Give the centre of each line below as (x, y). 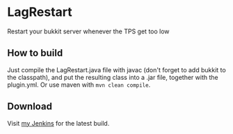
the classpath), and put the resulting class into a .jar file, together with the (113, 77)
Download (30, 107)
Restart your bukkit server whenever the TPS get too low (88, 31)
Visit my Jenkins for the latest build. (58, 123)
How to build (35, 53)
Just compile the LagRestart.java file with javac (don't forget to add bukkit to (116, 69)
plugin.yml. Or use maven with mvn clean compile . (79, 85)
